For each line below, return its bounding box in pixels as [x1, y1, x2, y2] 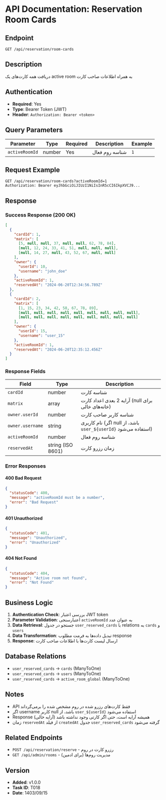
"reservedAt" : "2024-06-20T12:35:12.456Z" [14, 347, 103, 352]
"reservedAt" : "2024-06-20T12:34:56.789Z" [14, 282, 103, 288]
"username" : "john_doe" [18, 268, 68, 273]
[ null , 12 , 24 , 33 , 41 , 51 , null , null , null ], [18, 246, 119, 251]
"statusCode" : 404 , [9, 571, 50, 576]
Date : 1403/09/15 [12, 790, 48, 796]
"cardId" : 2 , [14, 296, 41, 301]
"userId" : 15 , [18, 328, 48, 334]
